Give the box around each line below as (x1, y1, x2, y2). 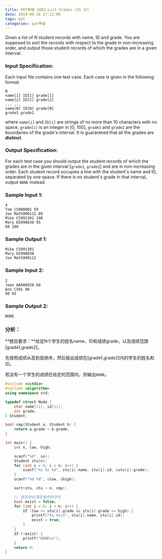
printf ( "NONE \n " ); (23, 536, 61, 541)
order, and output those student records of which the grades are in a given (5, 45, 157, 51)
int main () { (5, 440, 32, 445)
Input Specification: (5, 63, 54, 70)
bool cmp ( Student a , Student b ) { (5, 422, 77, 427)
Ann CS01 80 (5, 287, 30, 292)
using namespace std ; (5, 391, 50, 396)
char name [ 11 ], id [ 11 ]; (14, 404, 63, 409)
